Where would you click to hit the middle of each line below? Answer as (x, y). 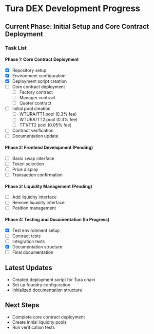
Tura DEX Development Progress (73, 9)
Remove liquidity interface (38, 203)
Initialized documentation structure (47, 290)
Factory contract (36, 92)
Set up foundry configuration (41, 284)
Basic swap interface (33, 158)
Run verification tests (33, 327)
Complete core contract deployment (48, 317)
